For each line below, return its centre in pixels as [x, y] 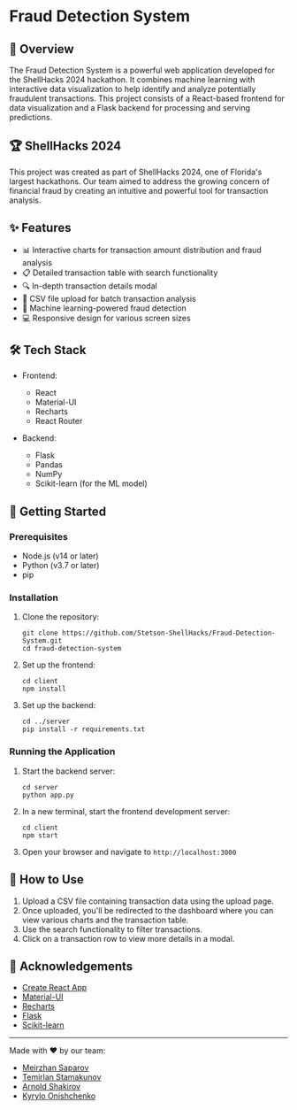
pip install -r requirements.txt [84, 729]
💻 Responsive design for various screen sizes [107, 318]
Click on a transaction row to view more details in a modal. [128, 938]
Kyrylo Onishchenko [59, 1096]
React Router [59, 421]
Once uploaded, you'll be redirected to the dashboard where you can [148, 910]
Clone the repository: [61, 617]
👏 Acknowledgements [71, 966]
